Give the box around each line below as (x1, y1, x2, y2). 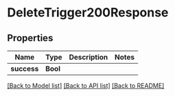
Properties (7, 32, 54, 44)
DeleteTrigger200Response (7, 5, 169, 21)
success (10, 64, 39, 73)
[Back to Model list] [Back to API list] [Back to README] (7, 82, 165, 90)
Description (69, 53, 108, 62)
